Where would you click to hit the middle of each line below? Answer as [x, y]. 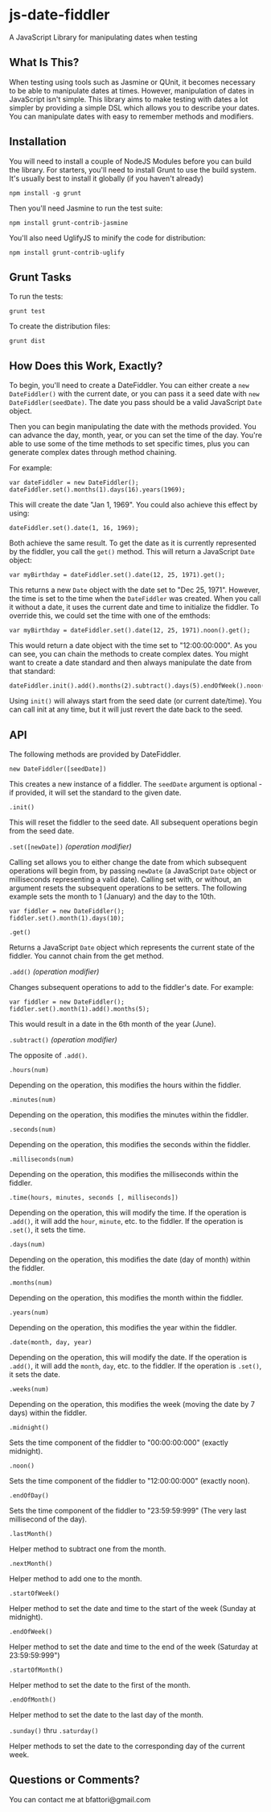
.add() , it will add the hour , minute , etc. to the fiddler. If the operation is [126, 1221]
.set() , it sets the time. [47, 1230]
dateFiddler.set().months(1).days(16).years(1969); [97, 490]
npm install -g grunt [45, 193]
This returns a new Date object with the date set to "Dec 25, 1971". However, [135, 590]
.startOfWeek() [35, 1593]
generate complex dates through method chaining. [93, 453]
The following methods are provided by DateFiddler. [95, 754]
